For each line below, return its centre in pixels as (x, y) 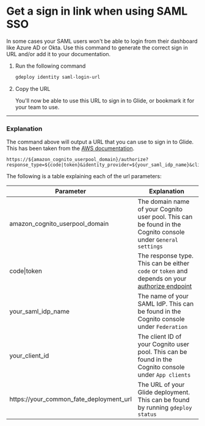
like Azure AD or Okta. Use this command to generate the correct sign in (97, 48)
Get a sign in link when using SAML (97, 11)
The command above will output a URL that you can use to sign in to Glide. (100, 142)
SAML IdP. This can (166, 304)
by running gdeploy (165, 408)
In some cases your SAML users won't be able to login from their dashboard (102, 41)
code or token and (163, 271)
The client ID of (160, 337)
